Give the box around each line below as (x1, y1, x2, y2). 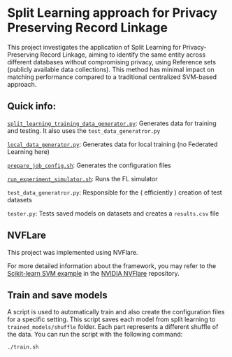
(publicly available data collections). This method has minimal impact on (7, 65, 215, 73)
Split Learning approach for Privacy (7, 5, 218, 21)
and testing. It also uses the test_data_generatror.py (7, 126, 161, 134)
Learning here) (7, 147, 50, 155)
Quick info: (7, 100, 57, 113)
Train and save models (7, 289, 108, 301)
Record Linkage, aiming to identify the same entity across (40, 50, 206, 59)
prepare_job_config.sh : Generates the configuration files (7, 161, 171, 169)
